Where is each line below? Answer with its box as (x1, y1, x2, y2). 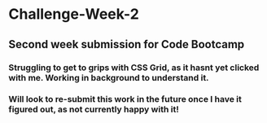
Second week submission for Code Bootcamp (8, 37, 245, 51)
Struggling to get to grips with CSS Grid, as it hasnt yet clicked (8, 62, 260, 73)
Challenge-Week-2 (8, 5, 140, 24)
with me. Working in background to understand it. (8, 72, 209, 83)
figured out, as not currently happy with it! (8, 103, 179, 115)
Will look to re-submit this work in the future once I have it (8, 94, 242, 105)
